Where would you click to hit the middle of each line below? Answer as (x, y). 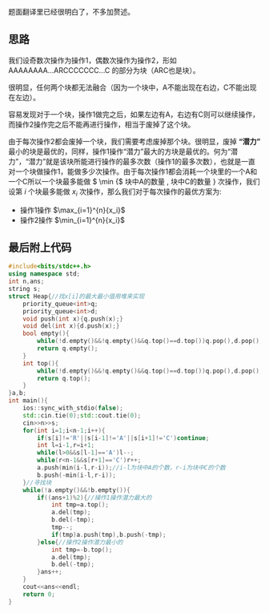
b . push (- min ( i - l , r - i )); (76, 475)
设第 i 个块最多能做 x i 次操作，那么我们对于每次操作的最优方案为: (115, 192)
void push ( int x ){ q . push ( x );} (73, 319)
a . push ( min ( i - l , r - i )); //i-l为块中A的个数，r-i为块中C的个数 (131, 468)
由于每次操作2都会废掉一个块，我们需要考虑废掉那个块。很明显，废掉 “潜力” (134, 141)
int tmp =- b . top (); (82, 550)
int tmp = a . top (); (80, 505)
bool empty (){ (46, 334)
